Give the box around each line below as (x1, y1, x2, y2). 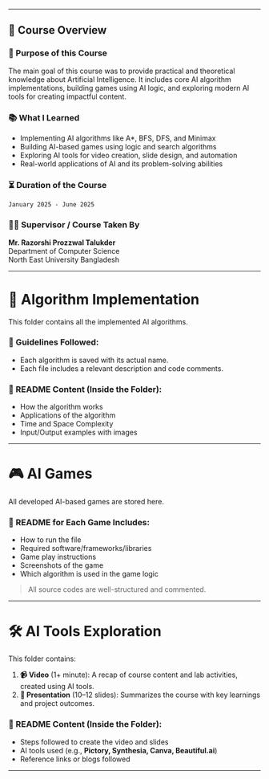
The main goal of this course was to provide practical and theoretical (8, 66, 235, 75)
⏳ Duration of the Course (8, 179, 107, 190)
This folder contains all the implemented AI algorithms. (8, 316, 188, 326)
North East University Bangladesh (8, 255, 120, 264)
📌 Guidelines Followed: (8, 336, 99, 348)
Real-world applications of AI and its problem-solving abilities (19, 158, 223, 169)
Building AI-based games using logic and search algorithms (19, 141, 218, 151)
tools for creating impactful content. (8, 92, 126, 101)
